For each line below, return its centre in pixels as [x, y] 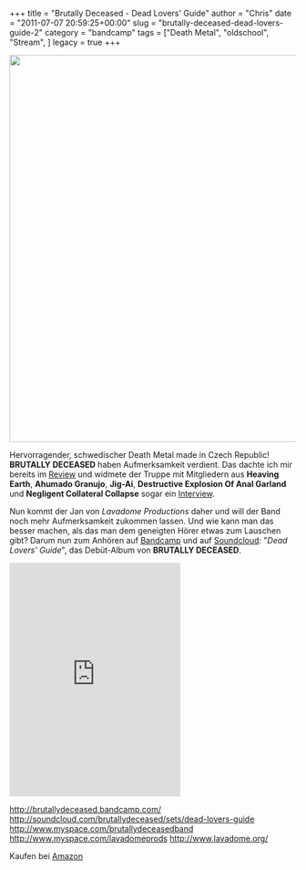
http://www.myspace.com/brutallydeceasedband [102, 829]
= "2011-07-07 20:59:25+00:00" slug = [83, 23]
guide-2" [26, 32]
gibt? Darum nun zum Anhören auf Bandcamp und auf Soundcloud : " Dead [149, 540]
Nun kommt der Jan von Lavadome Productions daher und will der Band [145, 511]
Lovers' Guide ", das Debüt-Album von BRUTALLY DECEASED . [126, 550]
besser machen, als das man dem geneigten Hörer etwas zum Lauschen [145, 531]
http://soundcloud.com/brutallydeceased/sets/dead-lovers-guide [132, 819]
